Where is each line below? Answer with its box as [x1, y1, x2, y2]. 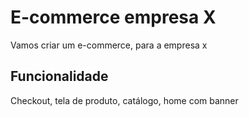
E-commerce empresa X [10, 6, 217, 29]
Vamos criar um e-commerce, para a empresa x [10, 39, 208, 51]
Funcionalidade [10, 68, 109, 85]
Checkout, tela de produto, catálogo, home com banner [10, 94, 239, 106]
